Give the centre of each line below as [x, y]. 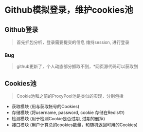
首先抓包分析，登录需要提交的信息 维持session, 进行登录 [73, 42]
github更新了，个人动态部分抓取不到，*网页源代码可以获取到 [77, 66]
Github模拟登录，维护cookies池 [69, 10]
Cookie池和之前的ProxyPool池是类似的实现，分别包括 [70, 96]
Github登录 [21, 30]
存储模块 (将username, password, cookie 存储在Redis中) [68, 112]
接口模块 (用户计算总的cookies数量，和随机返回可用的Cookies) [75, 125]
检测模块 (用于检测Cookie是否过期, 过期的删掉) [58, 119]
